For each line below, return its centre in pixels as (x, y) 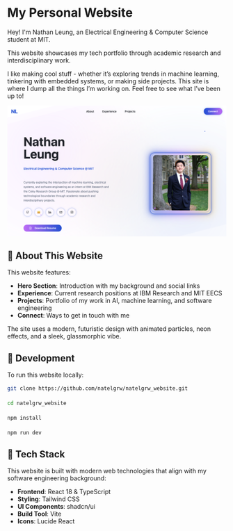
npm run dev (24, 432)
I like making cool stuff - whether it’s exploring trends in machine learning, (113, 74)
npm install (24, 418)
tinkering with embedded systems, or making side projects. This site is (108, 81)
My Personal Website (70, 13)
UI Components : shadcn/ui (56, 507)
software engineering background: (57, 478)
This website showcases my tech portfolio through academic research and (114, 53)
